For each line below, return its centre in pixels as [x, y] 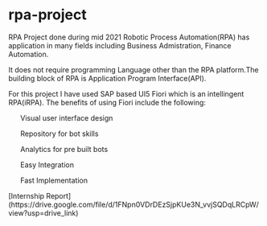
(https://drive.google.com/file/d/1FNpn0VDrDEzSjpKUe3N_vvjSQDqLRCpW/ [134, 204]
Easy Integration [47, 164]
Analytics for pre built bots [64, 149]
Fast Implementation [54, 180]
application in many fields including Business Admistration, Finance [120, 45]
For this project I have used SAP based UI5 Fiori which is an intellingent [126, 93]
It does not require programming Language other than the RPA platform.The [133, 69]
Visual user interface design [66, 117]
